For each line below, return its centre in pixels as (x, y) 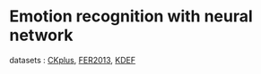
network (41, 35)
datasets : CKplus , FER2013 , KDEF (73, 60)
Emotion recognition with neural (131, 16)
